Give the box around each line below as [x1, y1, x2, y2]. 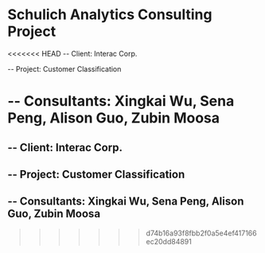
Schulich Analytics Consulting [7, 6, 212, 24]
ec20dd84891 [146, 236, 192, 246]
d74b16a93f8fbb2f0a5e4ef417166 [146, 228, 257, 238]
